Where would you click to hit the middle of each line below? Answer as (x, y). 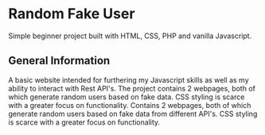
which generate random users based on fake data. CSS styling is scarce (127, 97)
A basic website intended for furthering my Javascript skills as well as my (129, 79)
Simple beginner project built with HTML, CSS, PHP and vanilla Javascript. (130, 36)
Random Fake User (72, 14)
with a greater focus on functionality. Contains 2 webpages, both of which (130, 105)
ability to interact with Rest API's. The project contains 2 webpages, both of (132, 88)
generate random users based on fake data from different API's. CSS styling (133, 114)
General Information (59, 61)
